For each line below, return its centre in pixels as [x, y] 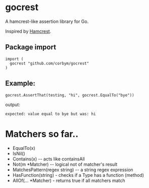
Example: [20, 84]
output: [13, 104]
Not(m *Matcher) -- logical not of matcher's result [65, 164]
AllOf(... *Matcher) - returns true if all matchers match [69, 180]
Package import [31, 47]
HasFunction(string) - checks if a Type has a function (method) [78, 175]
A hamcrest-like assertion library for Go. [47, 21]
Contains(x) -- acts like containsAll [48, 159]
